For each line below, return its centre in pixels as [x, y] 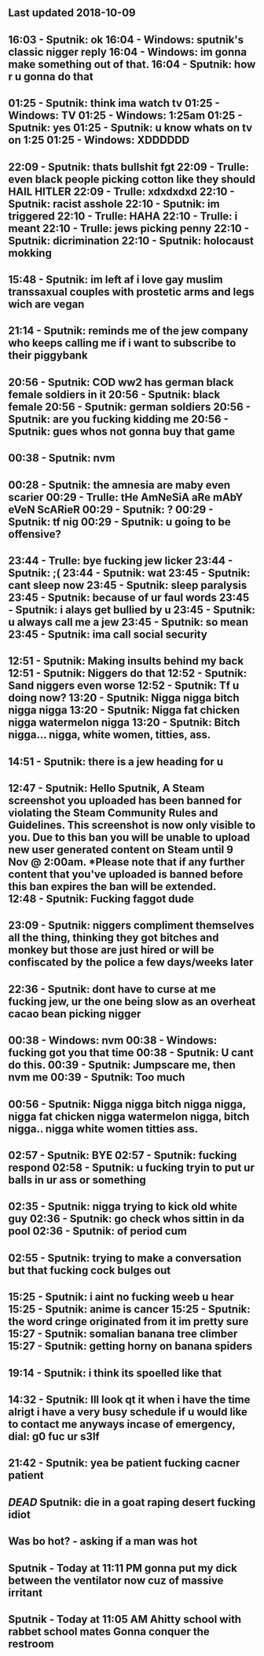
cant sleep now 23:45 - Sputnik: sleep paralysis [128, 585]
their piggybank [48, 356]
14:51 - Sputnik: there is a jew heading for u [116, 762]
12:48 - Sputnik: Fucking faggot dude [101, 899]
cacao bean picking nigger [75, 1014]
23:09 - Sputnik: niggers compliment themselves [131, 926]
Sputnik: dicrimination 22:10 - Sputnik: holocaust [131, 240]
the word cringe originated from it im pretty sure [128, 1321]
